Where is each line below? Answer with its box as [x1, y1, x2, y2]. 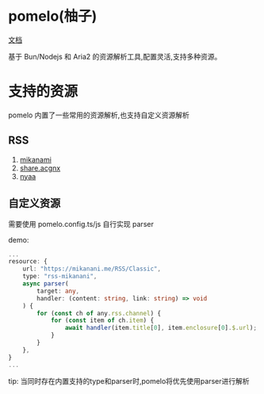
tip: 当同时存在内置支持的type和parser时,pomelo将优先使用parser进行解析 [8, 376, 250, 385]
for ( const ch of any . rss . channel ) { [36, 309, 161, 317]
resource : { [8, 258, 48, 266]
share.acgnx [19, 163, 61, 173]
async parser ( [22, 280, 69, 288]
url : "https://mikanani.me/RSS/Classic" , [22, 265, 161, 274]
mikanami [19, 155, 52, 164]
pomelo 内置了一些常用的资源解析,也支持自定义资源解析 [8, 110, 190, 120]
